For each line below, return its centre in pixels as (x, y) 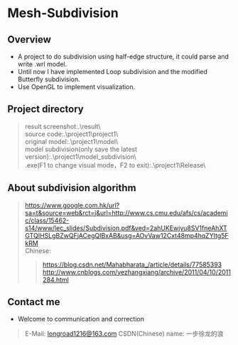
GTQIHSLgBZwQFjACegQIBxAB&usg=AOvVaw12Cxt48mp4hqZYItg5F (126, 235)
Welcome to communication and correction (81, 319)
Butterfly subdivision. (49, 79)
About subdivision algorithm (72, 188)
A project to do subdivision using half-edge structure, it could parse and (123, 56)
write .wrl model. (42, 64)
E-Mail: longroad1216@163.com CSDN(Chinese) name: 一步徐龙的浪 (124, 334)
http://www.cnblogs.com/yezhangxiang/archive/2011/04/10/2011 (136, 272)
